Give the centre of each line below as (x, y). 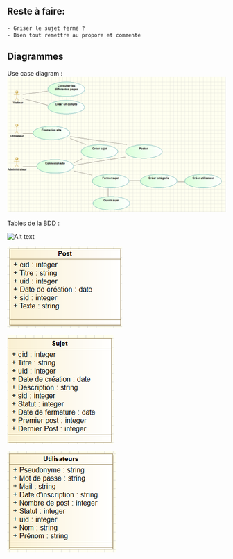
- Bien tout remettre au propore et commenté (74, 35)
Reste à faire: (36, 11)
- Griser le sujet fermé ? (46, 28)
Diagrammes (35, 57)
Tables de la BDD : (34, 223)
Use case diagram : (35, 73)
